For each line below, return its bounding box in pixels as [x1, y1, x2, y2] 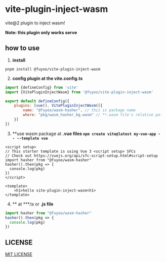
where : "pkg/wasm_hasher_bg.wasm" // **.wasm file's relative [23, 113, 154, 118]
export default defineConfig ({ [5, 98, 70, 104]
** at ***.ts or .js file [12, 201, 53, 207]
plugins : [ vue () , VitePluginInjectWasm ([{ [14, 103, 103, 108]
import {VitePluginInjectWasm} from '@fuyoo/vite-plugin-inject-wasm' [5, 89, 154, 95]
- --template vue [12, 135, 48, 141]
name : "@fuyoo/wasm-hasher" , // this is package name [23, 108, 136, 113]
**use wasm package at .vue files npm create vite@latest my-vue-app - [12, 131, 161, 136]
